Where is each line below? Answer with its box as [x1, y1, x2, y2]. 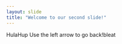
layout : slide [6, 8, 42, 15]
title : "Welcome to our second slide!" [6, 14, 107, 20]
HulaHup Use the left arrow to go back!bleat [6, 31, 116, 38]
